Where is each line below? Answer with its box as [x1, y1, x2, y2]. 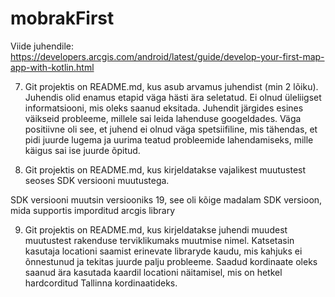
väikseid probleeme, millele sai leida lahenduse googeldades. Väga [24, 112, 302, 124]
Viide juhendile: [10, 40, 75, 52]
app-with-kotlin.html [10, 61, 95, 73]
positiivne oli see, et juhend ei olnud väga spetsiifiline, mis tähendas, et [24, 123, 318, 135]
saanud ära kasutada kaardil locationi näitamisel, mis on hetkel [24, 266, 283, 278]
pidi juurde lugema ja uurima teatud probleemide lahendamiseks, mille [24, 133, 314, 146]
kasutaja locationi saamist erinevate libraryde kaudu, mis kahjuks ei [24, 245, 303, 257]
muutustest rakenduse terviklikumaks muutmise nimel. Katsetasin [24, 234, 295, 246]
